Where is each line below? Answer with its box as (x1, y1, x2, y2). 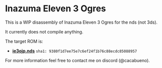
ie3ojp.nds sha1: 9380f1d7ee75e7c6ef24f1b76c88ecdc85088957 (12, 48, 137, 54)
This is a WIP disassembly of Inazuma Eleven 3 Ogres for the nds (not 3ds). (5, 19, 158, 25)
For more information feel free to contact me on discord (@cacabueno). (5, 57, 150, 63)
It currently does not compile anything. (5, 29, 83, 34)
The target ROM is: (5, 38, 43, 44)
